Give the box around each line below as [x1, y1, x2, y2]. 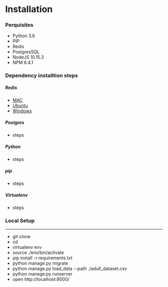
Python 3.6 [12, 33, 35, 39]
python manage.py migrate [12, 260, 68, 266]
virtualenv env [12, 244, 42, 250]
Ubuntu [12, 103, 28, 109]
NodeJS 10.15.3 [12, 54, 44, 60]
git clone [12, 233, 31, 239]
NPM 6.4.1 [12, 59, 33, 66]
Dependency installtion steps [5, 72, 78, 79]
